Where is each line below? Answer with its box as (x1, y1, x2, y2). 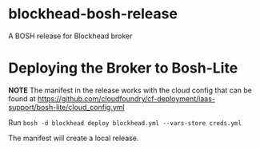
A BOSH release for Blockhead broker (8, 31, 133, 41)
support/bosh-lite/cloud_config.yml (8, 102, 126, 112)
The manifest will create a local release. (8, 133, 139, 143)
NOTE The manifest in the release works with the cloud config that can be (8, 85, 252, 95)
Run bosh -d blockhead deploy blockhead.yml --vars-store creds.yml (8, 117, 242, 127)
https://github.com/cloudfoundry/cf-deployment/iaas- (37, 93, 216, 104)
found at (8, 93, 36, 104)
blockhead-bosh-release (8, 5, 178, 23)
